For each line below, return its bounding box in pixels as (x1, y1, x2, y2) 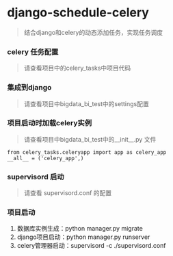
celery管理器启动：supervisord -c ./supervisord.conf (16, 242, 166, 250)
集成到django (7, 83, 52, 92)
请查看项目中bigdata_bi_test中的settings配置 (23, 99, 149, 107)
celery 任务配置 (7, 47, 59, 56)
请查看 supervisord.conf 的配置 (23, 189, 112, 197)
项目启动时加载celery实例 (7, 118, 92, 128)
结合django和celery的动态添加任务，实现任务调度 (23, 28, 163, 36)
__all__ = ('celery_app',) (7, 155, 84, 162)
